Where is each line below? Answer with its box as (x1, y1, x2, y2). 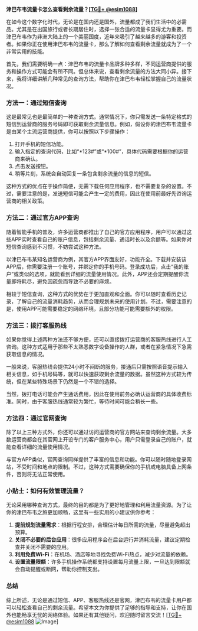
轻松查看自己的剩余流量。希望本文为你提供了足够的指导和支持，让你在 (16, 604, 187, 611)
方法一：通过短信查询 (6, 99, 67, 107)
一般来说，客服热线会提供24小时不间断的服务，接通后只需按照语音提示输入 (6, 363, 189, 370)
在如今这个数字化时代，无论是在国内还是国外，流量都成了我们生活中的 (6, 18, 177, 25)
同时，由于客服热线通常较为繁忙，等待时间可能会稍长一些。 (16, 398, 161, 405)
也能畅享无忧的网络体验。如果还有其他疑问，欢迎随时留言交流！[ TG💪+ (11, 611, 182, 618)
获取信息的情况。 (6, 350, 48, 357)
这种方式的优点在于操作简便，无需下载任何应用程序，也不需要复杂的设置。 (6, 183, 187, 190)
